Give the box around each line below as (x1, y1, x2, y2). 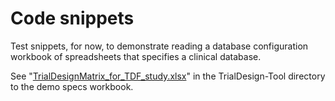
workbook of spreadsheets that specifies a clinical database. (10, 50, 262, 62)
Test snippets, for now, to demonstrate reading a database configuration (10, 40, 309, 52)
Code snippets (10, 7, 135, 30)
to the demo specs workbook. (10, 80, 134, 92)
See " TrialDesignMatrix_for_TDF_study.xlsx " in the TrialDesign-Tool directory (10, 70, 326, 82)
